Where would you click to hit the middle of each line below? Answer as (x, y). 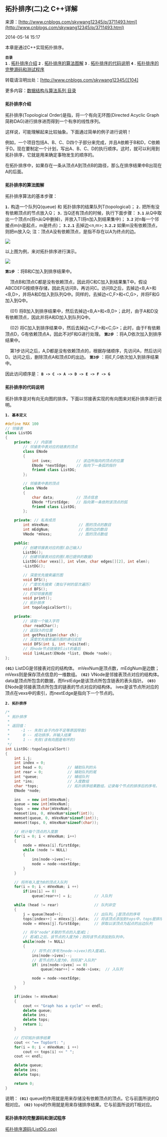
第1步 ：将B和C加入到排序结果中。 (40, 271)
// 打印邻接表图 (38, 594)
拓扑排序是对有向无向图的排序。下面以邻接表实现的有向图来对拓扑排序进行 (81, 399)
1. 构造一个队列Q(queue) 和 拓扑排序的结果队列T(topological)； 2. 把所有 (80, 207)
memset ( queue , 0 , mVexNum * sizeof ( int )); (56, 818)
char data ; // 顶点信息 (65, 497)
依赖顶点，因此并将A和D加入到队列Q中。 (51, 318)
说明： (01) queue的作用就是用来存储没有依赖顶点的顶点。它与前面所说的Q (82, 1098)
